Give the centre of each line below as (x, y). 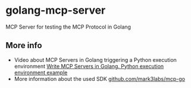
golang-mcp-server (56, 10)
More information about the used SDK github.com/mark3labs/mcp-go (100, 78)
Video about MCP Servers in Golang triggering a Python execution (95, 59)
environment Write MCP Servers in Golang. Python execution (89, 66)
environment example (41, 73)
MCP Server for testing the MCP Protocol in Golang (68, 27)
